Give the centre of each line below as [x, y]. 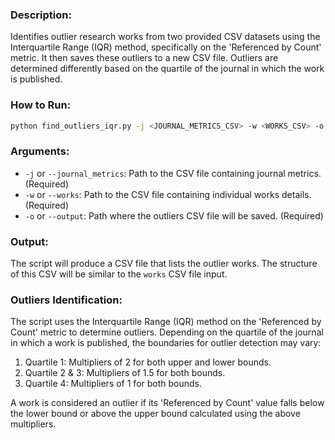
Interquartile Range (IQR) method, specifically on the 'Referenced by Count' [166, 47]
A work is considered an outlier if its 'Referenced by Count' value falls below [167, 403]
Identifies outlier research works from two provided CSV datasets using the [165, 37]
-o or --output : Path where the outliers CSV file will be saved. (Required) [174, 215]
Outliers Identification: [66, 300]
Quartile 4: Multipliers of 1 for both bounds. [113, 384]
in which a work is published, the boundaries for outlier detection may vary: [166, 343]
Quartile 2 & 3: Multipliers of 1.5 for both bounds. [125, 373]
